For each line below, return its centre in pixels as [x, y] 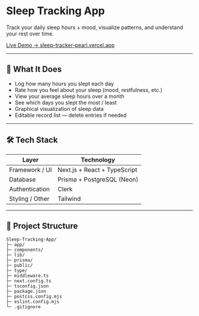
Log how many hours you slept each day [64, 84]
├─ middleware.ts [28, 276]
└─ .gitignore [24, 307]
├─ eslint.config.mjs [33, 302]
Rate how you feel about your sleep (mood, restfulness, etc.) [89, 90]
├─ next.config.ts [29, 281]
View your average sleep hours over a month [69, 96]
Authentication [30, 189]
